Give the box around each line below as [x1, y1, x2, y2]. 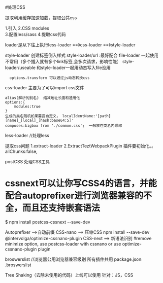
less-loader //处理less [5, 133, 49, 138]
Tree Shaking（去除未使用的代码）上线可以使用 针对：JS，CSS [5, 272, 133, 278]
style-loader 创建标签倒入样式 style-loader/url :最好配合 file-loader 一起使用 [5, 52, 159, 58]
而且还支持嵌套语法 [22, 203, 100, 213]
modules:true [14, 104, 41, 109]
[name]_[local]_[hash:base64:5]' [5, 118, 74, 123]
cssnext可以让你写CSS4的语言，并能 [5, 178, 157, 189]
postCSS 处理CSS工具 [5, 159, 50, 164]
